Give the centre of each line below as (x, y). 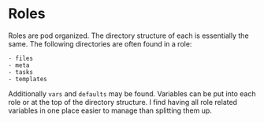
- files (21, 58)
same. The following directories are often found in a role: (100, 43)
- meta (19, 65)
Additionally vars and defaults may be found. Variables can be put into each (132, 93)
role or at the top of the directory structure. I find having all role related (123, 102)
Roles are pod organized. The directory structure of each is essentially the (129, 35)
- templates (28, 79)
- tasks (21, 72)
